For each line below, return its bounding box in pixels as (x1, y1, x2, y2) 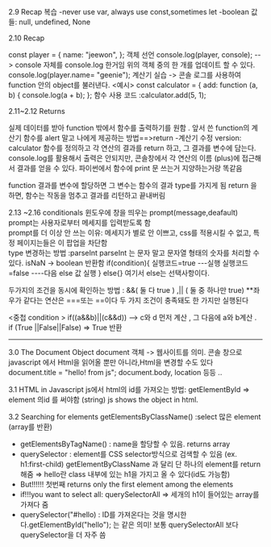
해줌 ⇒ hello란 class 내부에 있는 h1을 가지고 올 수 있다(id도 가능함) (19, 470, 231, 478)
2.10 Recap (8, 33, 45, 43)
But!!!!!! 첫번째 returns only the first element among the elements (19, 479, 234, 489)
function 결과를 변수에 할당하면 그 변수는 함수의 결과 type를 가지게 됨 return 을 (8, 181, 257, 190)
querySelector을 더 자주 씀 (19, 530, 106, 539)
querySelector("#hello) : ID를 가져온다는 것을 (19, 510, 165, 519)
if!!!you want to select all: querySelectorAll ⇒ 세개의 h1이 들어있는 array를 (19, 490, 260, 499)
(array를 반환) (8, 422, 52, 432)
